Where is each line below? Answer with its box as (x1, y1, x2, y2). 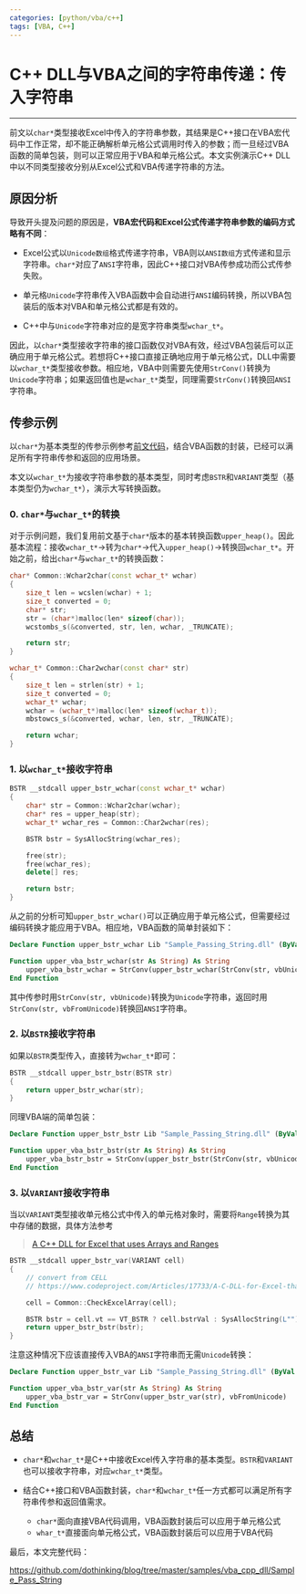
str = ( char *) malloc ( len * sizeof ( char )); (25, 613, 185, 623)
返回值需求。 (62, 1496, 111, 1507)
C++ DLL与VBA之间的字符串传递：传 (9, 64, 287, 85)
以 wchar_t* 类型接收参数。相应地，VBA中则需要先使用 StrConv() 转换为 (9, 362, 271, 374)
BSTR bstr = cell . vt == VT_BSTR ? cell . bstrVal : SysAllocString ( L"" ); (25, 1315, 303, 1324)
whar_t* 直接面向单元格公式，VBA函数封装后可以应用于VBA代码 (36, 1527, 273, 1538)
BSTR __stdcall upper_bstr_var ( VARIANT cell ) (9, 1256, 185, 1266)
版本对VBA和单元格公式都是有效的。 (46, 301, 184, 312)
